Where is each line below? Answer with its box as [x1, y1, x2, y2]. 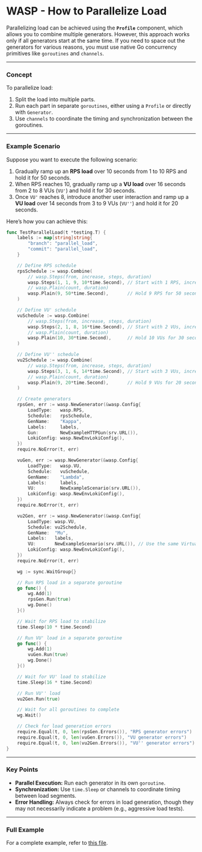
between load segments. [14, 792, 77, 799]
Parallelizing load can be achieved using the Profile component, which [6, 24, 183, 31]
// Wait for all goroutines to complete [17, 707, 120, 713]
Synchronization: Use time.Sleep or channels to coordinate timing [14, 785, 180, 793]
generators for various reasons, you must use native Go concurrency [6, 43, 177, 51]
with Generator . [14, 108, 53, 116]
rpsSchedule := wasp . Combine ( [17, 268, 93, 274]
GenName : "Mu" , [28, 530, 69, 536]
